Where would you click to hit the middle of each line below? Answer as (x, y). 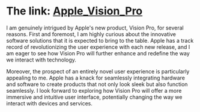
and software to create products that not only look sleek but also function (97, 84)
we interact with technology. (41, 60)
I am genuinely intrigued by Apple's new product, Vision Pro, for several (95, 28)
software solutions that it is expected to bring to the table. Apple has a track (100, 40)
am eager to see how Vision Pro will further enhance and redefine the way (98, 53)
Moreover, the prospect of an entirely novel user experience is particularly (98, 71)
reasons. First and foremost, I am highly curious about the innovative (91, 34)
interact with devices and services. (50, 103)
